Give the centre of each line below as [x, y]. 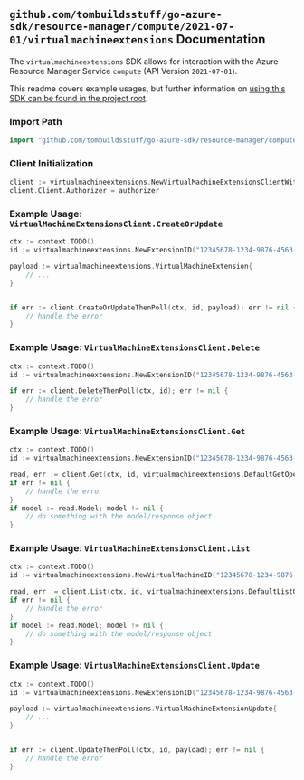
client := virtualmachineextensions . [81, 182]
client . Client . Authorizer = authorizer [85, 191]
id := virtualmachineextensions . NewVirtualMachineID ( [113, 575]
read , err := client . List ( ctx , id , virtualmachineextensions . [129, 592]
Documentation [221, 39]
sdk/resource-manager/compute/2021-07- [122, 27]
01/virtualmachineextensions [92, 40]
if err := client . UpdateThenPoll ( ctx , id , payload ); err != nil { [137, 750]
